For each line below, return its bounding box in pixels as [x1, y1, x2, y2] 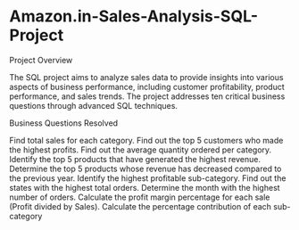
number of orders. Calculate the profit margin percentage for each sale [9, 192, 270, 202]
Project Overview [9, 54, 73, 65]
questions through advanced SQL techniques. [9, 100, 179, 111]
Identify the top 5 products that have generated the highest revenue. [9, 153, 262, 164]
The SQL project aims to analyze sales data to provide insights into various [9, 71, 284, 82]
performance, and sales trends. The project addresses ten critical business [9, 91, 286, 102]
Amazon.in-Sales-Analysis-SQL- [9, 6, 259, 27]
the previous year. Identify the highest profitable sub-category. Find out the [9, 172, 287, 184]
